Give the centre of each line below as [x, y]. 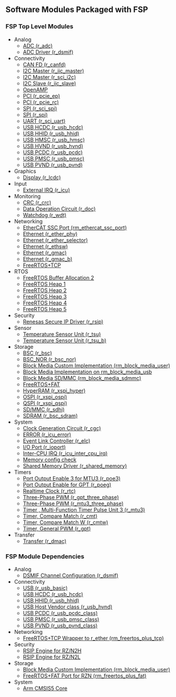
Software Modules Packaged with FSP [77, 10]
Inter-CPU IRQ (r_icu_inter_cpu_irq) [65, 453]
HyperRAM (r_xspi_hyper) [54, 390]
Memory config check [50, 459]
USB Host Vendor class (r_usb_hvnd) [68, 607]
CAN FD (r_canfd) [44, 64]
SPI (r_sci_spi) [40, 108]
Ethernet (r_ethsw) [45, 246]
